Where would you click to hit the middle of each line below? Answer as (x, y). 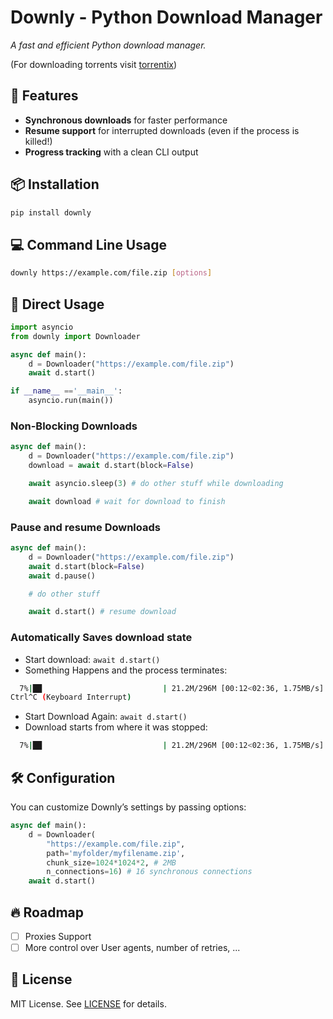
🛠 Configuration (63, 777)
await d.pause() (62, 576)
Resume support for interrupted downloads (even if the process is (162, 130)
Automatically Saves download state (101, 638)
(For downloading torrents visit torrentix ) (94, 64)
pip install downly (51, 212)
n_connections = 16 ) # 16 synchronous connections (149, 872)
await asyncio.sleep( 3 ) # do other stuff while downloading (156, 483)
